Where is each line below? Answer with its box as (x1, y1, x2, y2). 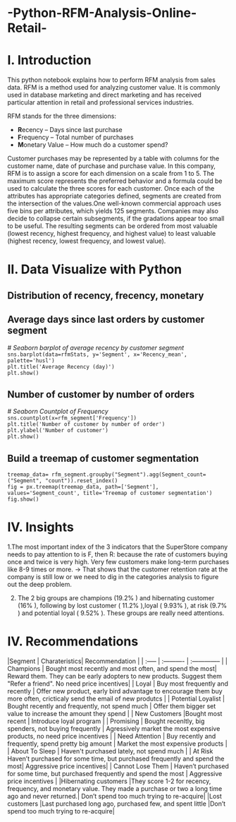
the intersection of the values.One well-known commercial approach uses (7, 199, 222, 208)
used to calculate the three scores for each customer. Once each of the (7, 184, 215, 193)
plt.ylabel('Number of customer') (7, 427, 109, 434)
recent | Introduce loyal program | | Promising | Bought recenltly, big (7, 717, 205, 725)
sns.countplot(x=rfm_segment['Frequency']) (7, 415, 137, 422)
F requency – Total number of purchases (17, 133, 134, 142)
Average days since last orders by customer (7, 314, 205, 326)
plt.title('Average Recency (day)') (7, 363, 115, 370)
